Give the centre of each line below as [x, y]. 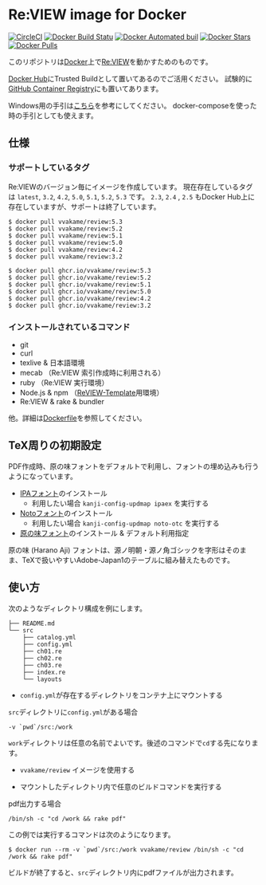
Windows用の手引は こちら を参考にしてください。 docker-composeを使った [133, 105]
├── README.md [32, 623]
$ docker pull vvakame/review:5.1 [66, 236]
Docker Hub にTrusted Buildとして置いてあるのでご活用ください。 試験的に [131, 78]
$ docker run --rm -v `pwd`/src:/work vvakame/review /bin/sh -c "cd [126, 850]
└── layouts [42, 679]
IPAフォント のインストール [63, 493]
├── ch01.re [42, 651]
